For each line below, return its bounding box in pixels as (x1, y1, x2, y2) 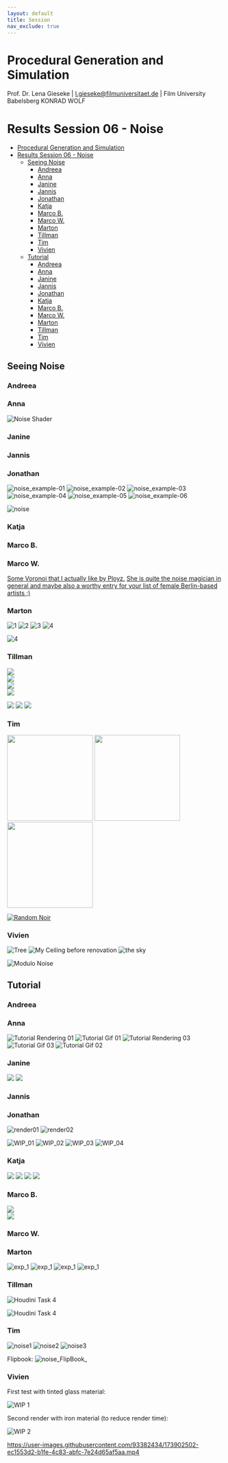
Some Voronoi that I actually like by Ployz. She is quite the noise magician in (7, 574, 221, 583)
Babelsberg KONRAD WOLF (7, 97, 86, 105)
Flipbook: (7, 1355, 34, 1363)
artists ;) (7, 589, 31, 597)
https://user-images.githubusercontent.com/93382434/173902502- (7, 1441, 199, 1449)
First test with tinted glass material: (7, 1388, 106, 1396)
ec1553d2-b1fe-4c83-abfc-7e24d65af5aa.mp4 (7, 1448, 140, 1456)
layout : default (7, 10, 53, 17)
